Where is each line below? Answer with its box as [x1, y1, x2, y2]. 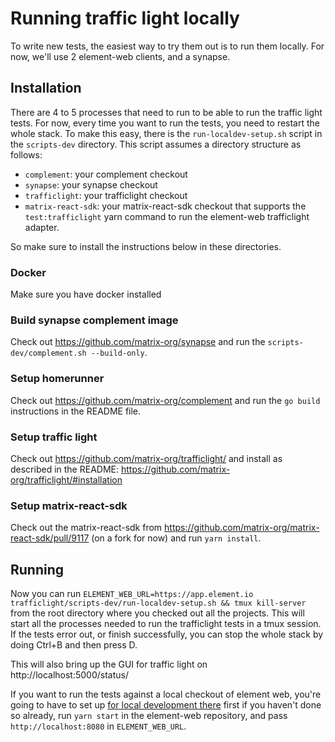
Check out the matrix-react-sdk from [10, 522, 163, 534]
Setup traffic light [10, 430, 98, 444]
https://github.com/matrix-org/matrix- [164, 522, 320, 534]
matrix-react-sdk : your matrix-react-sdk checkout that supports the [24, 200, 307, 212]
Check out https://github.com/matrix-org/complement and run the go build [10, 394, 321, 406]
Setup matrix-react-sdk [10, 498, 128, 512]
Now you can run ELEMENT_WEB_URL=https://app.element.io [10, 588, 254, 600]
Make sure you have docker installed [10, 288, 162, 301]
